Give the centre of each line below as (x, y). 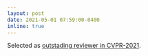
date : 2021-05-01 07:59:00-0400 (53, 20)
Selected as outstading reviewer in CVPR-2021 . (74, 46)
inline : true (26, 26)
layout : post (26, 13)
